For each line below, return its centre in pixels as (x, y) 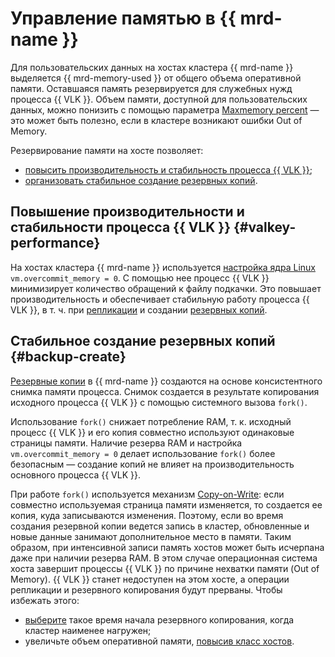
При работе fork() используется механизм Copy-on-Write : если (147, 494)
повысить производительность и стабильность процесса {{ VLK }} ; (168, 169)
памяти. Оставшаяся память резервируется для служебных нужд (151, 88)
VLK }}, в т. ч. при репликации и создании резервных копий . (139, 309)
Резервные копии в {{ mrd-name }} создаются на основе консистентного (166, 381)
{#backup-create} (68, 357)
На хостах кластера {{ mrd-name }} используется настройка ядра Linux (163, 267)
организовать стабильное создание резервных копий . (141, 180)
